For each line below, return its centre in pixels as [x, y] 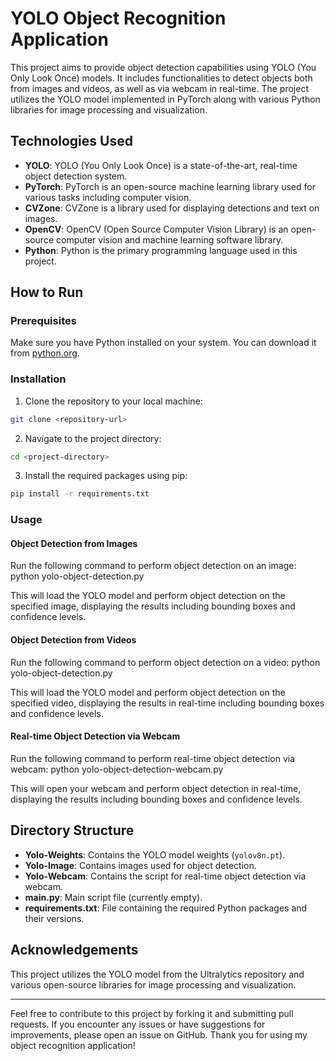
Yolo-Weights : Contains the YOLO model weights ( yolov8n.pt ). [155, 854]
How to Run [47, 292]
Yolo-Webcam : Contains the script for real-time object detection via [165, 876]
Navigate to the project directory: [93, 438]
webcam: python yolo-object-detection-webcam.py [117, 769]
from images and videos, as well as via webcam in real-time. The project [159, 88]
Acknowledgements [74, 950]
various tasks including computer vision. [108, 197]
